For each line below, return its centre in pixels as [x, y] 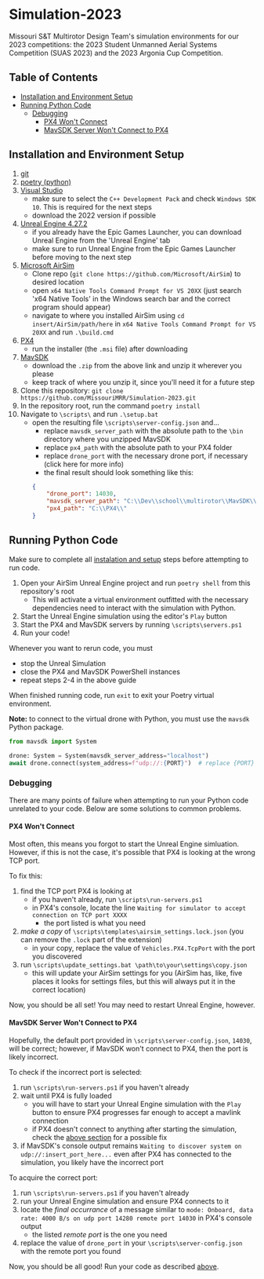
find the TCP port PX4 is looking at [76, 891]
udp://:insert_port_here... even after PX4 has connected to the [126, 1154]
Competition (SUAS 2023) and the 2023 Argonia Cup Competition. [116, 53]
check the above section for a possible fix [99, 1138]
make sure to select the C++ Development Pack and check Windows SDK [144, 199]
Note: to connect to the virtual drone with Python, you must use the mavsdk [129, 718]
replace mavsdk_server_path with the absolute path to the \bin [143, 430]
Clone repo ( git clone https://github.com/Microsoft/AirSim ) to [136, 273]
